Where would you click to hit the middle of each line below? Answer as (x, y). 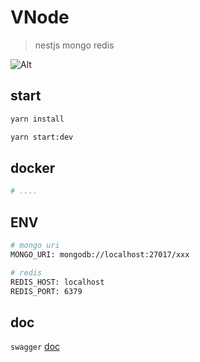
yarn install (37, 119)
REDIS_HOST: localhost (57, 282)
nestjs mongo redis (74, 45)
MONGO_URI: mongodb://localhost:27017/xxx (100, 254)
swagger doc (35, 347)
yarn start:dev (42, 137)
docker (33, 167)
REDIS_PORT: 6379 (46, 291)
